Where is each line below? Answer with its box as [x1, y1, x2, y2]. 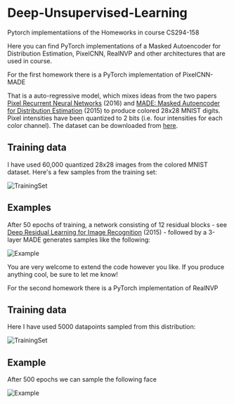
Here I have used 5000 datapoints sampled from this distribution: [7, 322, 196, 331]
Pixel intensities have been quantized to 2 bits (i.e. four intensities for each [7, 114, 223, 122]
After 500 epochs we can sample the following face [7, 375, 157, 384]
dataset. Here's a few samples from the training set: [7, 167, 157, 176]
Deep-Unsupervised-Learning [7, 5, 188, 21]
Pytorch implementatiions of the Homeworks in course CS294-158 [7, 28, 200, 37]
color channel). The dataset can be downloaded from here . [7, 121, 178, 129]
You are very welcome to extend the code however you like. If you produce [7, 262, 225, 271]
